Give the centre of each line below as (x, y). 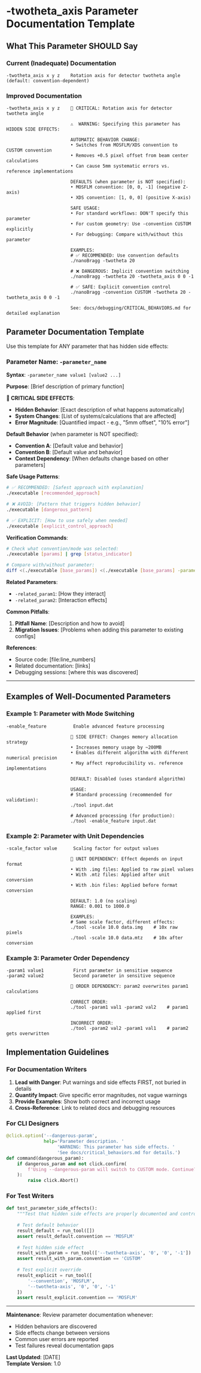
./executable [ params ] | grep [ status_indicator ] (69, 554)
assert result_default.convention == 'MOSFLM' (76, 1236)
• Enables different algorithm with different (129, 752)
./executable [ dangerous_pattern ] (49, 510)
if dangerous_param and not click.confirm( (72, 1164)
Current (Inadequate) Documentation (61, 63)
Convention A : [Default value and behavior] (69, 446)
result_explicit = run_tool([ (55, 1275)
